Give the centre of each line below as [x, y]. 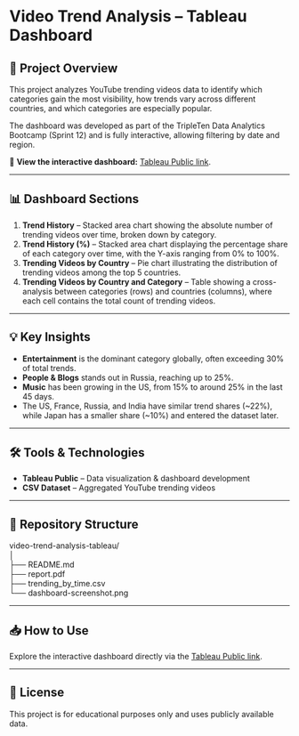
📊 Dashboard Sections [74, 199]
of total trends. [49, 368]
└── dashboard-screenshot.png [69, 593]
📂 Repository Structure [74, 524]
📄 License [37, 693]
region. [22, 145]
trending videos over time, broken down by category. [119, 234]
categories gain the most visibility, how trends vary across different [133, 99]
